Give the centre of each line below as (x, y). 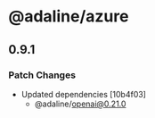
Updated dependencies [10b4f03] (83, 94)
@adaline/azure (69, 17)
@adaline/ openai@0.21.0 (80, 104)
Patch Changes (42, 75)
